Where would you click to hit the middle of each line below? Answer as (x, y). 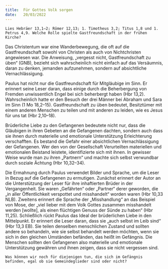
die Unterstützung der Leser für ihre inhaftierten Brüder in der (69, 183)
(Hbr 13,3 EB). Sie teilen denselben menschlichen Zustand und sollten (77, 226)
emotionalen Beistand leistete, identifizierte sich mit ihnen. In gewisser (78, 152)
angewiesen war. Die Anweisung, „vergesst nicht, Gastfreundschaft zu (78, 57)
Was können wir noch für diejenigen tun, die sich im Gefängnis (74, 257)
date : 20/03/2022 (26, 15)
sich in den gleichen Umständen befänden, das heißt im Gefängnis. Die (79, 237)
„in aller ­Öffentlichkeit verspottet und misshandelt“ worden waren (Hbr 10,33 (84, 194)
